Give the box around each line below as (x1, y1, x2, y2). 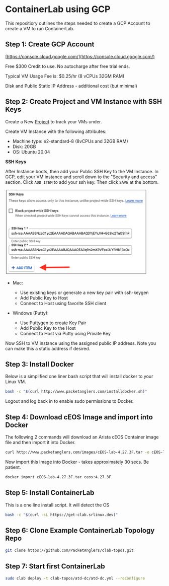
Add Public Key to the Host (20, 325, 76, 331)
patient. (5, 464, 21, 470)
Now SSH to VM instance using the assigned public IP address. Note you (5, 340, 156, 346)
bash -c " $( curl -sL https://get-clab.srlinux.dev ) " (5, 512, 118, 517)
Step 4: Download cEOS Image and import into (5, 413, 153, 421)
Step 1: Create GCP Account (5, 40, 95, 49)
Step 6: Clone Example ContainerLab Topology (5, 526, 155, 535)
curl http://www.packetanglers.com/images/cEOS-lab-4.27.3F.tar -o (5, 450, 150, 455)
